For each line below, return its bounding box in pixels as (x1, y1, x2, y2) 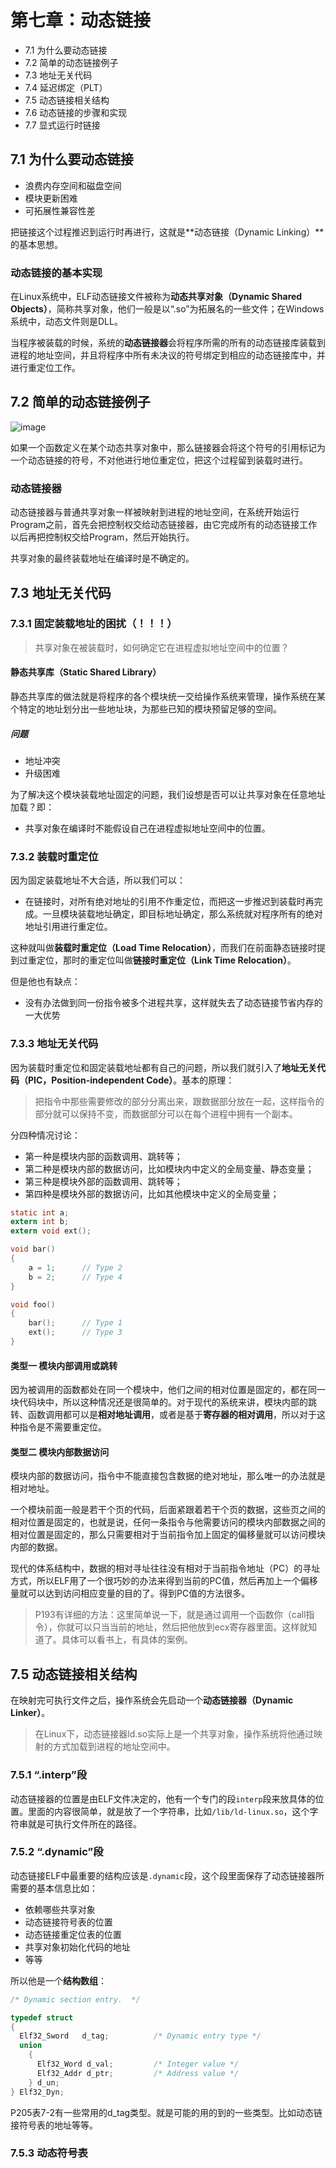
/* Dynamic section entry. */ (10, 1994, 141, 2005)
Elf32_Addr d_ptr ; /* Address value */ (36, 2068, 240, 2078)
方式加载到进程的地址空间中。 (52, 1741, 176, 1753)
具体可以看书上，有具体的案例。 (61, 1634, 193, 1646)
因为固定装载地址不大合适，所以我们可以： (10, 874, 186, 886)
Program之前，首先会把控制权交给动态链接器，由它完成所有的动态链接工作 (10, 519, 318, 531)
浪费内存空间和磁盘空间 (24, 179, 122, 191)
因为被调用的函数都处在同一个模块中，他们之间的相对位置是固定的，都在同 (10, 1384, 317, 1396)
